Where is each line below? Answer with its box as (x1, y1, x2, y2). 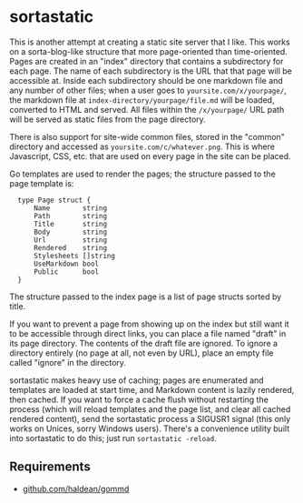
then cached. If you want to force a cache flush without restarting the (9, 394, 269, 405)
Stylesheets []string (33, 251, 116, 260)
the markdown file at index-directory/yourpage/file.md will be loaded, (9, 94, 275, 106)
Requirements (9, 459, 91, 475)
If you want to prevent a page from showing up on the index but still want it (9, 318, 289, 329)
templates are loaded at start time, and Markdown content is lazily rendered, (9, 384, 295, 395)
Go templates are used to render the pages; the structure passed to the (9, 168, 277, 179)
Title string (33, 219, 107, 228)
